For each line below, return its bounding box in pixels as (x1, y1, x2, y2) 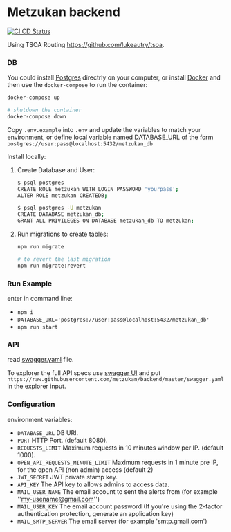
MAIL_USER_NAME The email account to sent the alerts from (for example (17, 487, 218, 495)
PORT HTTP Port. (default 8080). (17, 436, 109, 444)
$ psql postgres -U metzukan (17, 205, 102, 212)
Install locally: (7, 152, 46, 160)
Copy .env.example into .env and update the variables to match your (7, 125, 201, 134)
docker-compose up (7, 94, 60, 101)
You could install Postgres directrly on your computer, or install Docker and (7, 73, 221, 82)
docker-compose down (7, 113, 67, 120)
